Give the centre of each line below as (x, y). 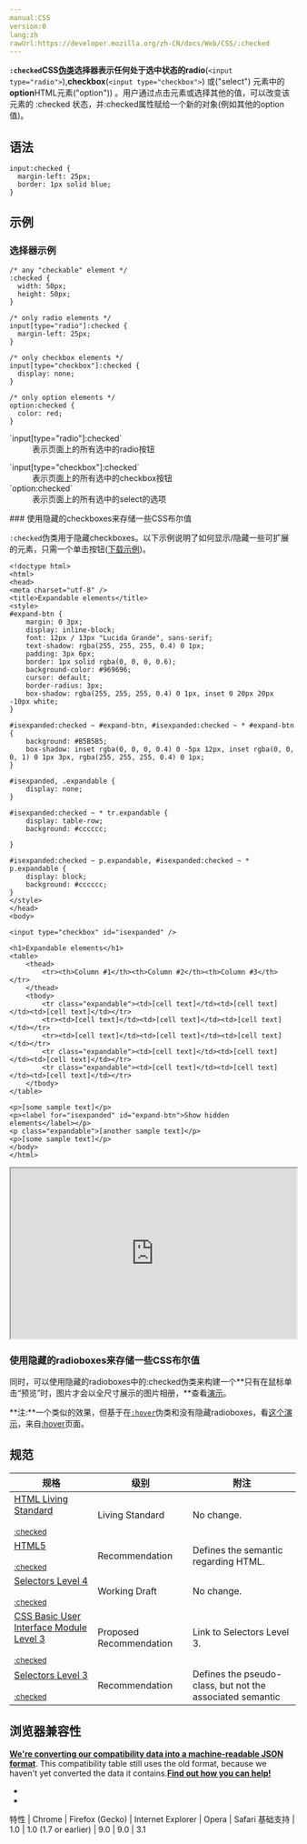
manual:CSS (30, 18)
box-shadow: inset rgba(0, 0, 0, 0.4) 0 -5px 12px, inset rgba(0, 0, (160, 749)
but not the (243, 1685)
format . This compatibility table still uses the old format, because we (138, 1763)
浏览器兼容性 (45, 1732)
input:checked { (40, 169)
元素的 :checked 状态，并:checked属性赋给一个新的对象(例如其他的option (147, 105)
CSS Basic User (48, 1616)
